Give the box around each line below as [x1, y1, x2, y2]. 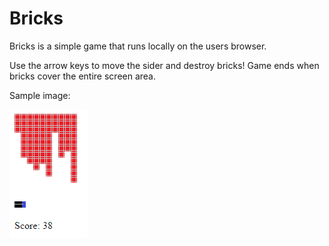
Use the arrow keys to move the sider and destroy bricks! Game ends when [9, 59, 320, 71]
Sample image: [9, 89, 71, 101]
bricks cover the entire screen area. [9, 70, 157, 82]
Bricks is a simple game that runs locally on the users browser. [9, 40, 267, 52]
